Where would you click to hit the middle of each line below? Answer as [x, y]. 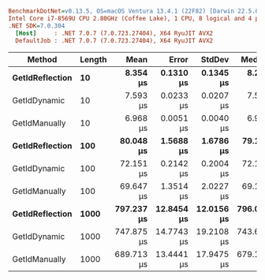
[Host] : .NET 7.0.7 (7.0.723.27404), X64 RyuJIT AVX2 [114, 33]
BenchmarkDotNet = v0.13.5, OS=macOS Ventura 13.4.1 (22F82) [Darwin [121, 11]
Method [42, 60]
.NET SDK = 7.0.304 [37, 26]
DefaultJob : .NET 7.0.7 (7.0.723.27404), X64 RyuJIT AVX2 [114, 40]
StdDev [215, 60]
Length [93, 60]
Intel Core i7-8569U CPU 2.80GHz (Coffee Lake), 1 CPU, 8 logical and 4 [130, 18]
